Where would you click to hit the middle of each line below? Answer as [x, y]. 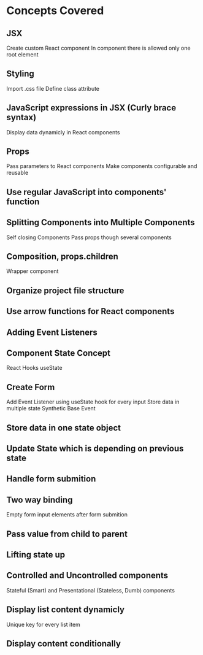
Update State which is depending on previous [95, 449]
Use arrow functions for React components [90, 311]
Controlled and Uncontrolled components [87, 576]
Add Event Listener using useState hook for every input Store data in [93, 402]
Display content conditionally [64, 644]
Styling [21, 74]
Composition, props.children [62, 257]
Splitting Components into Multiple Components [101, 222]
